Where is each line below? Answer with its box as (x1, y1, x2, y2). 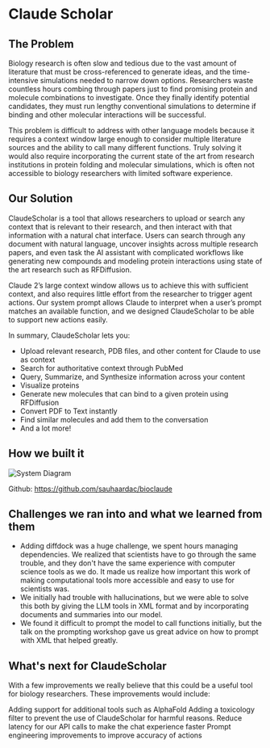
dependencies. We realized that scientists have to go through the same (19, 550, 256, 560)
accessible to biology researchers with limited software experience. (8, 169, 233, 178)
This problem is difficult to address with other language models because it (8, 126, 255, 135)
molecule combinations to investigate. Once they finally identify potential (8, 93, 250, 102)
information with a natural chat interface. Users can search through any (8, 230, 246, 240)
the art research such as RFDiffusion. (8, 264, 132, 275)
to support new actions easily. (8, 314, 109, 324)
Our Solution (8, 191, 73, 206)
